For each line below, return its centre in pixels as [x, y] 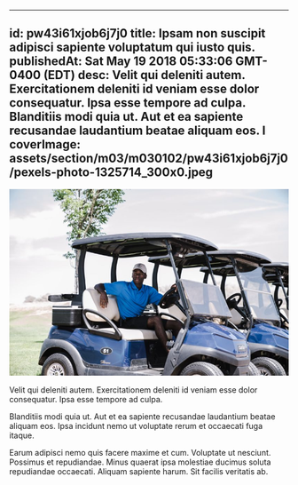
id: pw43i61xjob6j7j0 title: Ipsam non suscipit [137, 33]
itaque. [22, 435]
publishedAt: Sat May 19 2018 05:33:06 [121, 62]
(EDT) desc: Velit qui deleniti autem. [144, 75]
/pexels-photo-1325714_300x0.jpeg [111, 173]
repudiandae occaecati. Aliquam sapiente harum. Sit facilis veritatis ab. [139, 472]
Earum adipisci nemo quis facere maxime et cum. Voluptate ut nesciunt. [140, 453]
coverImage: [45, 144]
